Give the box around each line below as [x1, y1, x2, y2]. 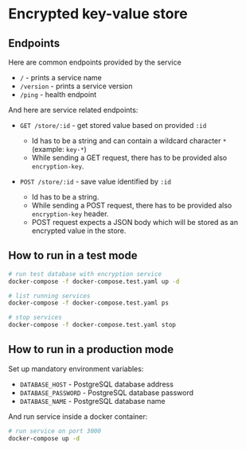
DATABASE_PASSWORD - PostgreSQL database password [19, 387, 193, 398]
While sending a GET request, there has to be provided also [31, 153, 228, 162]
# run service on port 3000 [8, 427, 102, 435]
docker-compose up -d [8, 434, 80, 442]
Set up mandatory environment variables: [8, 363, 144, 374]
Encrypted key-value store [8, 5, 189, 23]
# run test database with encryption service [8, 270, 162, 278]
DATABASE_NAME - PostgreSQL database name [19, 396, 166, 405]
